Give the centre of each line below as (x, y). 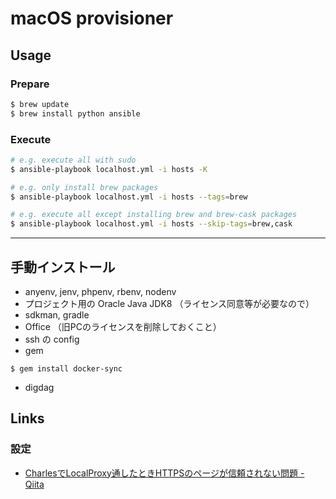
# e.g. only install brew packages (84, 187)
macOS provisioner (92, 18)
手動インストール (63, 267)
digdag (39, 387)
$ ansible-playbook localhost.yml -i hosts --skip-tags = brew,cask (151, 224)
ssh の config (52, 339)
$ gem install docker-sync (66, 368)
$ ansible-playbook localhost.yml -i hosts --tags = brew (129, 197)
